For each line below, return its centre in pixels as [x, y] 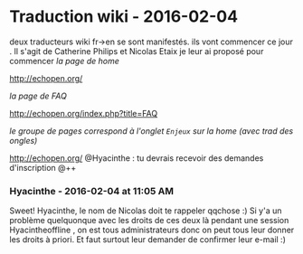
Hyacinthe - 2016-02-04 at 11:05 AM [92, 191]
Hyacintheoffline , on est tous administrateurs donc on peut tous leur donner [152, 230]
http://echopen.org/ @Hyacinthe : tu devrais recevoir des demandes [137, 158]
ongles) [24, 140]
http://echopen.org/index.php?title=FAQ [84, 113]
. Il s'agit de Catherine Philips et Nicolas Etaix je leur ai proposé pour [137, 51]
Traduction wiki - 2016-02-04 [123, 17]
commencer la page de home [64, 61]
